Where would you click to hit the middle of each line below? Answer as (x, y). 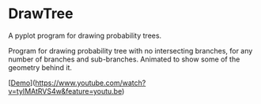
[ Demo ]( (22, 83)
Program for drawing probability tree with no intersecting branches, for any (130, 50)
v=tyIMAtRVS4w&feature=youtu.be (65, 91)
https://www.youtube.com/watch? (91, 83)
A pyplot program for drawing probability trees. (85, 35)
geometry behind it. (40, 67)
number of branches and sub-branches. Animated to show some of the (124, 59)
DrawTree (41, 14)
